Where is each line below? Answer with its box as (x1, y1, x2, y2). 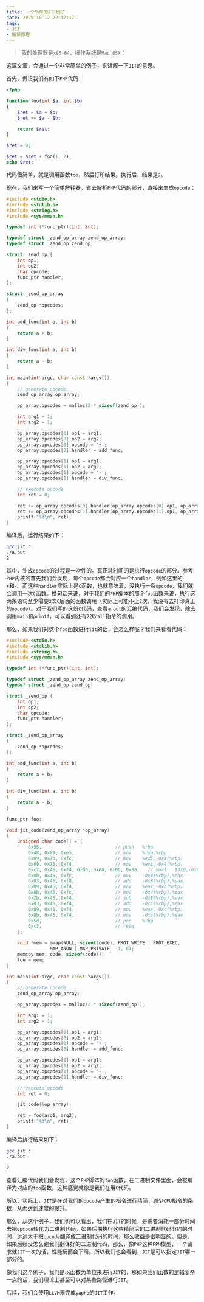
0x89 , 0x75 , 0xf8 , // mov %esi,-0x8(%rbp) (28, 861, 183, 867)
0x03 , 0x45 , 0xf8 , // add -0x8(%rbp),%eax (28, 878, 183, 884)
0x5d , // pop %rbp (28, 917, 154, 924)
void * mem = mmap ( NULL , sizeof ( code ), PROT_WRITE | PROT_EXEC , (17, 940, 181, 946)
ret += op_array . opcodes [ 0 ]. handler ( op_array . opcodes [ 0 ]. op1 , (17, 503, 178, 509)
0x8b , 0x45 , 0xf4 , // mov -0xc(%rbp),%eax (28, 912, 183, 918)
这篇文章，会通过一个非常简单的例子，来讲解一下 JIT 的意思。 (6, 62, 158, 69)
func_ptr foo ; (6, 816, 42, 822)
